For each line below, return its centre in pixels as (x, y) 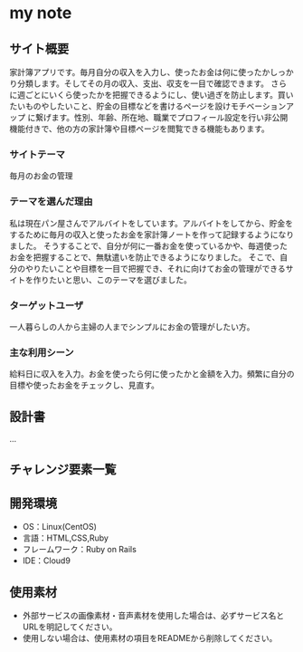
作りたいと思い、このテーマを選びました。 (112, 280)
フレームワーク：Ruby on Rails (80, 550)
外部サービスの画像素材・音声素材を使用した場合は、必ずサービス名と (153, 616)
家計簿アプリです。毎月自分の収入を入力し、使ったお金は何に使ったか (140, 72)
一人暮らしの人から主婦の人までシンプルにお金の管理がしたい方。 (132, 326)
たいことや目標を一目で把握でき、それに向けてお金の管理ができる (163, 268)
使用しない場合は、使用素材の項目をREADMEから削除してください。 (150, 638)
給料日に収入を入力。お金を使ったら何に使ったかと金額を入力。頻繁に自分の (152, 374)
